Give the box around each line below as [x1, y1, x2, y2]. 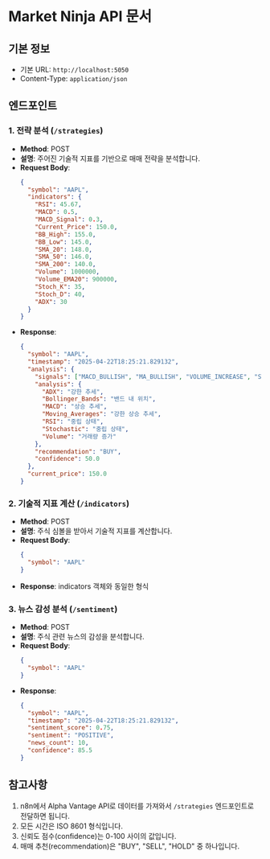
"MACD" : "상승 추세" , [41, 403, 108, 411]
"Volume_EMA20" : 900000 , [35, 275, 118, 284]
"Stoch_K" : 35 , [35, 282, 86, 290]
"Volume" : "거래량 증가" [41, 432, 117, 441]
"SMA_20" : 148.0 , [35, 245, 93, 253]
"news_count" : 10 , [27, 739, 89, 747]
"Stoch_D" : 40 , [35, 290, 86, 298]
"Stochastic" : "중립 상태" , [41, 425, 129, 433]
